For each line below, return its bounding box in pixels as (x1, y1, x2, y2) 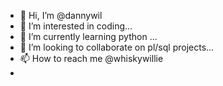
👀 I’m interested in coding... (19, 20, 133, 32)
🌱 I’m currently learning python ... (19, 31, 158, 42)
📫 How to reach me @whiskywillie (19, 53, 164, 64)
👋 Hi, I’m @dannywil (19, 10, 103, 21)
